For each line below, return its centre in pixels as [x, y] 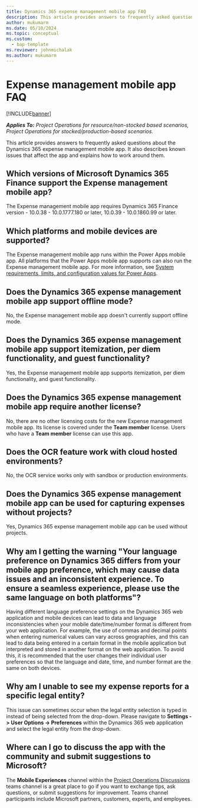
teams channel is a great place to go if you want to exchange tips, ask [91, 786]
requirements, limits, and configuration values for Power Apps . [82, 273]
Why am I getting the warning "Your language [92, 551]
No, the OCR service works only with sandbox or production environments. [97, 475]
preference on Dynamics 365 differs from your [93, 561]
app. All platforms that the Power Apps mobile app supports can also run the [99, 261]
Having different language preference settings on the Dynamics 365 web [95, 612]
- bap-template [30, 45]
